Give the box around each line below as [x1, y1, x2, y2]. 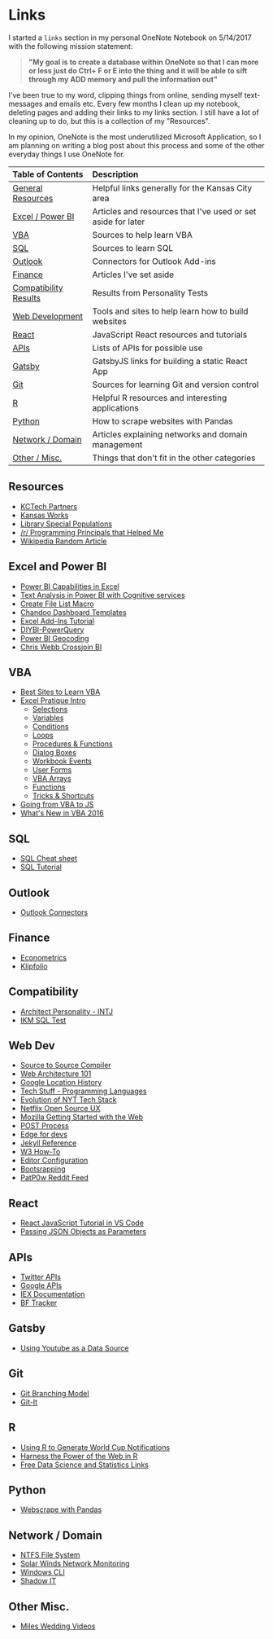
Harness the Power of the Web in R [19, 1451, 138, 1461]
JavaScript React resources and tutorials [92, 328, 248, 340]
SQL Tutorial [19, 862, 63, 872]
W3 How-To [19, 1147, 61, 1157]
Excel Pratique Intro [19, 696, 87, 705]
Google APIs [19, 1281, 63, 1290]
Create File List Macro [19, 599, 95, 609]
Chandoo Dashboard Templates [19, 607, 128, 617]
